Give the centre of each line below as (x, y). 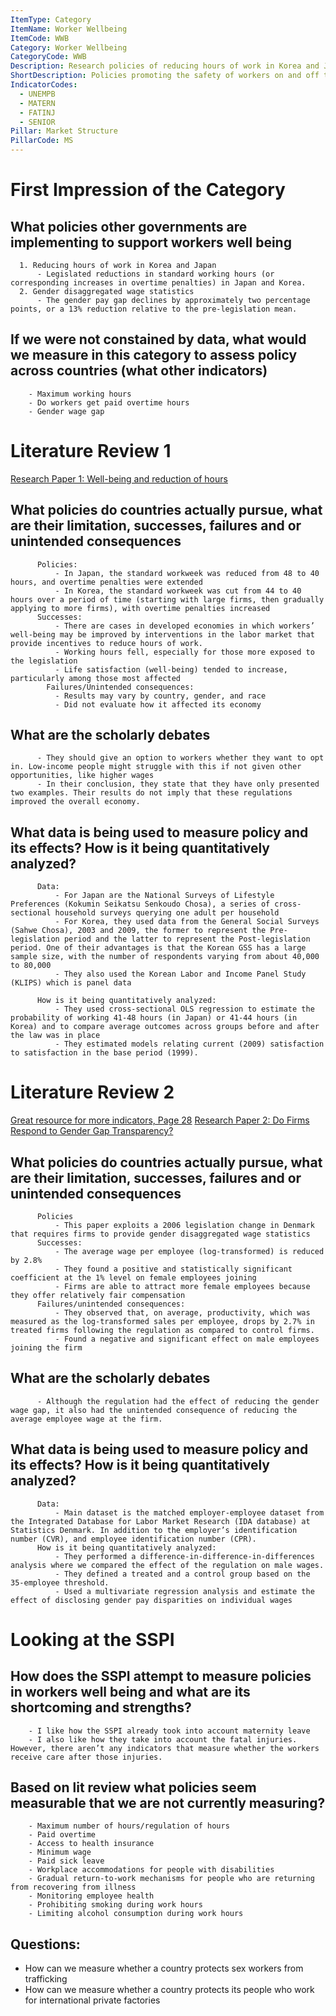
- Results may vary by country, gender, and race (160, 696)
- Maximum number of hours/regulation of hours (129, 1826)
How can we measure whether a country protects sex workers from (164, 1968)
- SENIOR (37, 122)
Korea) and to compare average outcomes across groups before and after (165, 1027)
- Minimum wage (60, 1852)
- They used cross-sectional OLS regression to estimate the (184, 1009)
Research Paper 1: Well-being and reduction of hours (119, 478)
